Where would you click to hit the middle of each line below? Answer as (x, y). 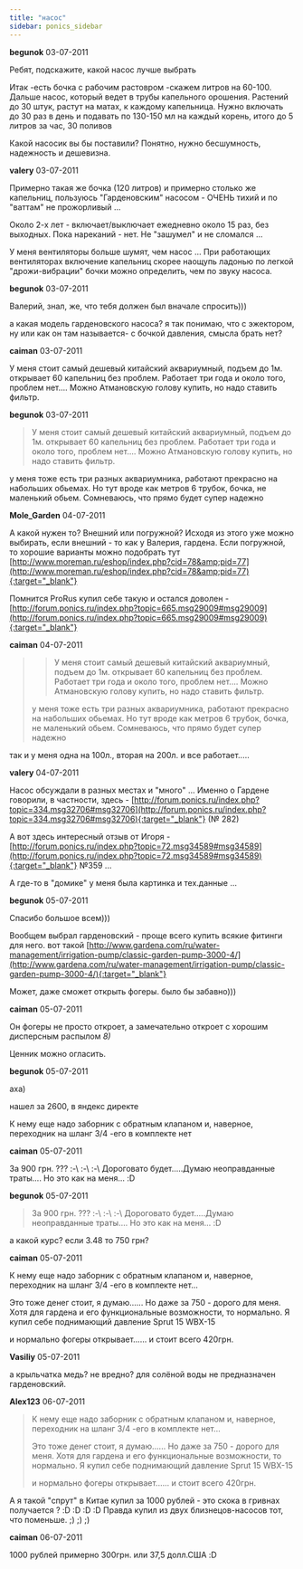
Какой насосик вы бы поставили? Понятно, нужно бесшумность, (135, 143)
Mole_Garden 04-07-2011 (57, 515)
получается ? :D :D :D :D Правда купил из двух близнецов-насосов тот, (147, 1510)
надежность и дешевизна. (60, 152)
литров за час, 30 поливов (61, 125)
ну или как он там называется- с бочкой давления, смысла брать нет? (146, 333)
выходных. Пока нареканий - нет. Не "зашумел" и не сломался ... (136, 234)
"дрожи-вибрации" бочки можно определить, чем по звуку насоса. (141, 271)
